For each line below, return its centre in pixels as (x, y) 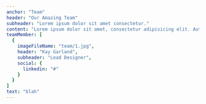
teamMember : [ (25, 35)
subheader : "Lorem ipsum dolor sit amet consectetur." (78, 23)
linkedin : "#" (41, 69)
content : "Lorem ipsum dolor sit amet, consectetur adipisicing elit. (98, 29)
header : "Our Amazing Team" (42, 18)
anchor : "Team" (26, 12)
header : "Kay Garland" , (48, 52)
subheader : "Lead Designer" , (55, 58)
